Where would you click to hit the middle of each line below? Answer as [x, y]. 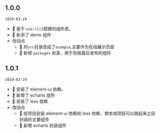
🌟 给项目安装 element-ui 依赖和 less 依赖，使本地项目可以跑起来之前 [87, 113]
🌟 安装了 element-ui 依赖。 [39, 89]
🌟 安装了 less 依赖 [30, 101]
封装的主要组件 [34, 119]
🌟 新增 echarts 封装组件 [43, 125]
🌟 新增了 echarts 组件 [33, 95]
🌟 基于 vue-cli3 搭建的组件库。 [43, 29]
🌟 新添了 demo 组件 [32, 35]
